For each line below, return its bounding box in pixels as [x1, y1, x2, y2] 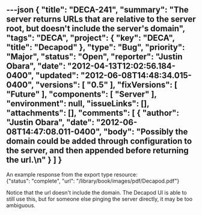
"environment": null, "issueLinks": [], [6, 98, 150, 109]
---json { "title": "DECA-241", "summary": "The [6, 5, 189, 15]
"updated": [35, 70, 79, 80]
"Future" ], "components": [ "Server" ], [6, 89, 157, 100]
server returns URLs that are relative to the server [6, 14, 196, 25]
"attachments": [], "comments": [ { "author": [6, 108, 179, 118]
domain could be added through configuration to [6, 136, 192, 147]
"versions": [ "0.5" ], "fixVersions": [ [35, 80, 177, 90]
